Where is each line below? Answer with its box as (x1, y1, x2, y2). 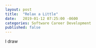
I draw (5, 38, 18, 44)
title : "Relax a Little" (5, 12, 58, 16)
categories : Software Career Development (5, 20, 92, 26)
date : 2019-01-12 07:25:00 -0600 (5, 16, 78, 21)
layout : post (5, 7, 32, 12)
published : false (5, 25, 41, 30)
